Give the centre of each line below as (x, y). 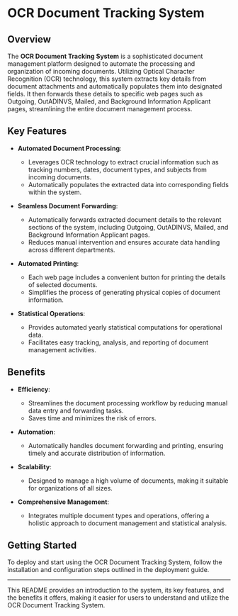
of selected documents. (63, 284)
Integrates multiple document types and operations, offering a (119, 515)
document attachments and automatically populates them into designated (115, 86)
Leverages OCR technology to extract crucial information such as (124, 162)
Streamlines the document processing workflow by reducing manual (128, 403)
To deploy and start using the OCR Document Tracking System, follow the (115, 562)
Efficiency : (34, 389)
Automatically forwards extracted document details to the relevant (125, 219)
